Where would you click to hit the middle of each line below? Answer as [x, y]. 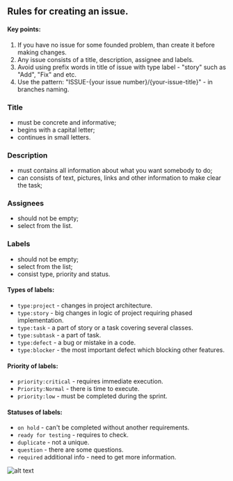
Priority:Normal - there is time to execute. [78, 389]
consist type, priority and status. [64, 274]
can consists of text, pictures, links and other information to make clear [119, 178]
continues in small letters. [54, 137]
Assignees [25, 204]
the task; [30, 185]
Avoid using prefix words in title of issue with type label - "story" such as [121, 67]
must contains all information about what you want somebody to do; [115, 171]
